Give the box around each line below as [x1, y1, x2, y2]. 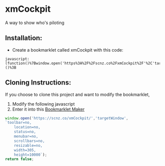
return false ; [5, 157, 34, 162]
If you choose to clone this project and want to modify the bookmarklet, [5, 91, 150, 97]
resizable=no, [14, 143, 43, 148]
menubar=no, [14, 134, 38, 139]
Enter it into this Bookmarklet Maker [12, 106, 85, 112]
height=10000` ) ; [14, 152, 48, 157]
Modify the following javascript [12, 101, 75, 107]
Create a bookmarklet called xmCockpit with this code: [12, 47, 124, 53]
